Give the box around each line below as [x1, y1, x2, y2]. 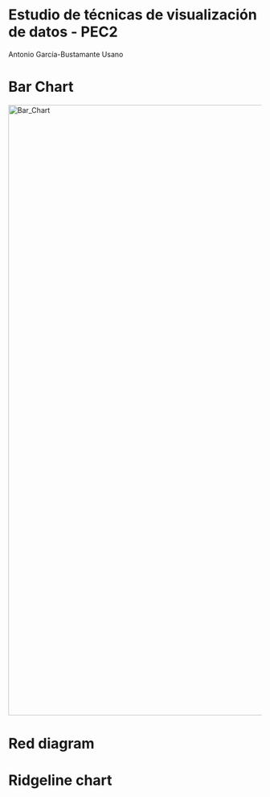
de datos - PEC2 [8, 23, 118, 41]
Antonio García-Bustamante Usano [8, 49, 124, 59]
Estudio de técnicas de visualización [8, 6, 257, 24]
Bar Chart [8, 78, 74, 96]
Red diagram [8, 735, 95, 753]
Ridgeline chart [8, 771, 112, 790]
